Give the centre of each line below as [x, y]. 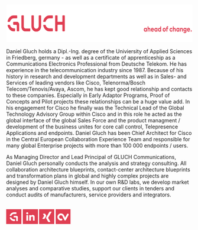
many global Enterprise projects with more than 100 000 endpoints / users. [97, 145]
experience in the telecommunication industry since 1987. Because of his [95, 70]
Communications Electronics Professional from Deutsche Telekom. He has [97, 64]
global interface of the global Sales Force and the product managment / [93, 120]
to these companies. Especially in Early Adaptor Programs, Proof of [88, 95]
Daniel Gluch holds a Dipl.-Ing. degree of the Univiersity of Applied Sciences [99, 51]
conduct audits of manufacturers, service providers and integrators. [89, 195]
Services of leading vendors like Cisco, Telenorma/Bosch [76, 83]
